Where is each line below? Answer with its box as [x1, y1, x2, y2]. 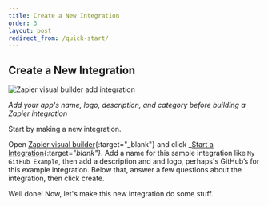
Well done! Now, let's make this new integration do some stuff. [8, 189, 214, 199]
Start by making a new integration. [8, 125, 122, 134]
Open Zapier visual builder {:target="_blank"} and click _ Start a [8, 140, 214, 149]
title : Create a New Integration [8, 11, 120, 20]
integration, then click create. [8, 173, 106, 184]
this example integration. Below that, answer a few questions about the [8, 165, 242, 175]
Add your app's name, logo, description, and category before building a [8, 101, 246, 110]
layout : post [8, 26, 52, 34]
